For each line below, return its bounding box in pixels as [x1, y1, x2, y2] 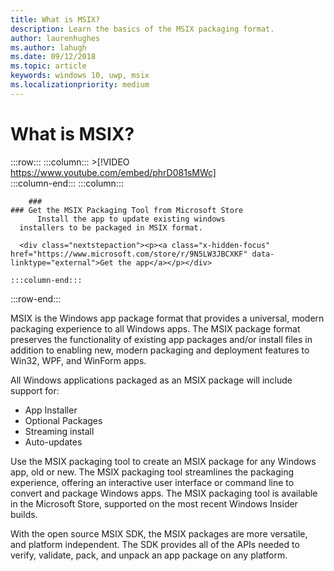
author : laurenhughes [10, 33, 101, 43]
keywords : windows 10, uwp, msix [10, 71, 150, 81]
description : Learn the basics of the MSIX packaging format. [10, 24, 275, 34]
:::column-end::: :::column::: [10, 177, 124, 189]
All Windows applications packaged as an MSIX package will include [10, 374, 293, 386]
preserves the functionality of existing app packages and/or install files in [10, 333, 313, 345]
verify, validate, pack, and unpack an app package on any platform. [10, 549, 288, 561]
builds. [10, 508, 38, 520]
